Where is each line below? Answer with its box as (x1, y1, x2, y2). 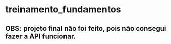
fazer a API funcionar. (5, 32, 76, 40)
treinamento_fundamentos (5, 4, 121, 15)
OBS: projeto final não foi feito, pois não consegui (5, 24, 166, 33)
